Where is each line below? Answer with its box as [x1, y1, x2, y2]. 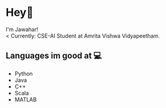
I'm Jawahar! [5, 26, 38, 33]
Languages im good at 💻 [5, 51, 102, 61]
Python [14, 70, 33, 77]
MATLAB [14, 96, 37, 103]
